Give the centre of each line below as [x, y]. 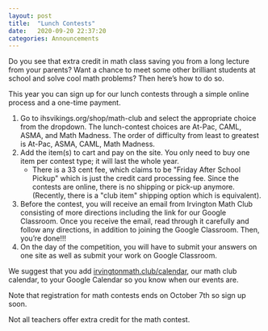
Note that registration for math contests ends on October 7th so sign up [127, 295]
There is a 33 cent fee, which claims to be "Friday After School [136, 170]
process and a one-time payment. [65, 103]
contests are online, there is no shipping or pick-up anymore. [134, 187]
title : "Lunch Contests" [52, 23]
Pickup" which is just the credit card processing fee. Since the [136, 178]
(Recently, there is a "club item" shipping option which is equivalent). [147, 195]
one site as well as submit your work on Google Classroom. [119, 256]
